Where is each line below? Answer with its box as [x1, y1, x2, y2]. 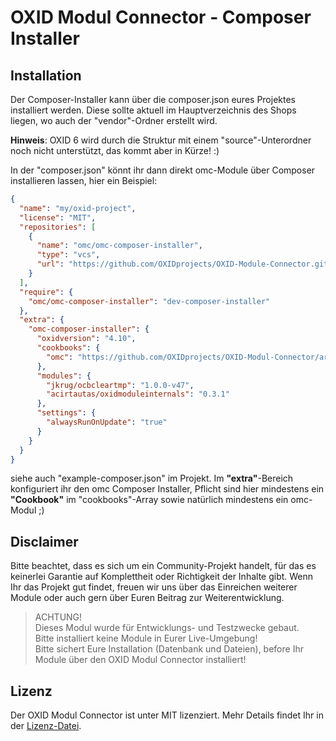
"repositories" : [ [19, 222, 97, 232]
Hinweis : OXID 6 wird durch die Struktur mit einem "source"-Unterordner [10, 134, 312, 146]
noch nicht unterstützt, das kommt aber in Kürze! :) [10, 145, 220, 156]
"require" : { [19, 287, 74, 297]
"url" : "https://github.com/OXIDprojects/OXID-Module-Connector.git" [36, 259, 333, 270]
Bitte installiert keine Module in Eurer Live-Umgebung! [34, 632, 258, 645]
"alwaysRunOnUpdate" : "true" [46, 417, 168, 427]
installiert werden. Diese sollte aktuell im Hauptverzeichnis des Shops [10, 104, 297, 116]
